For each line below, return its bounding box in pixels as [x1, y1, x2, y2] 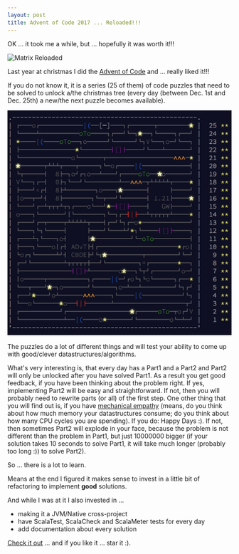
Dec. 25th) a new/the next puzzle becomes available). [7, 96, 166, 105]
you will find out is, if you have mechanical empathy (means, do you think [7, 402, 223, 410]
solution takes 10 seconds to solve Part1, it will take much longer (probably [7, 439, 226, 448]
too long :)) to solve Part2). [7, 447, 87, 456]
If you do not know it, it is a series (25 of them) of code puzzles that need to [7, 80, 230, 89]
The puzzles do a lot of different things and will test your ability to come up [7, 343, 227, 351]
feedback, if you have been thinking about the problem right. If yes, [7, 379, 205, 387]
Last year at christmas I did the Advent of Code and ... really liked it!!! [7, 67, 210, 75]
